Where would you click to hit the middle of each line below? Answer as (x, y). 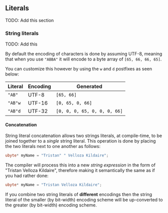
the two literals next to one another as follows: (53, 146)
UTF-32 (38, 111)
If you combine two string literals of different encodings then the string (79, 194)
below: (12, 74)
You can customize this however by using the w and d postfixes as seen (79, 69)
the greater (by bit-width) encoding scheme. (51, 205)
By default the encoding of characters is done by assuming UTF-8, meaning (84, 54)
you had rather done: (27, 176)
